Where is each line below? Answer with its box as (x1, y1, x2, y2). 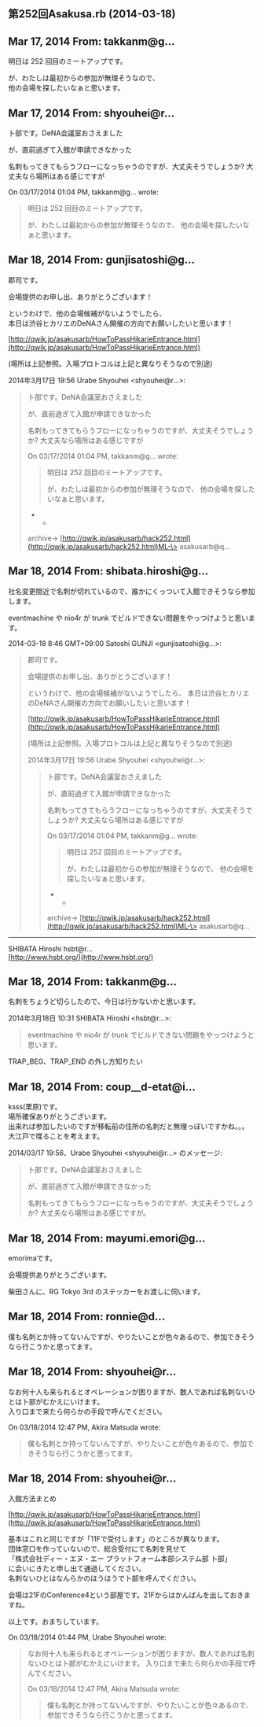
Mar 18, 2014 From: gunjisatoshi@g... (8, 253, 195, 267)
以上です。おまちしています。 (8, 1616, 104, 1626)
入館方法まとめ (8, 1493, 57, 1503)
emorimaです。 (8, 1253, 57, 1263)
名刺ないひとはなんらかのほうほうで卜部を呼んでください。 (8, 1573, 200, 1583)
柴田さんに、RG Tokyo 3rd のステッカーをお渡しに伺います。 (8, 1287, 205, 1297)
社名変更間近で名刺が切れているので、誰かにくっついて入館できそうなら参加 (8, 586, 255, 596)
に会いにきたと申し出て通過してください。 (8, 1563, 146, 1573)
